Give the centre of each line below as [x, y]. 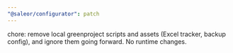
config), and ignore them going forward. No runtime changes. [97, 41]
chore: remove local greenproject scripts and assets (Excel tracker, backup [117, 34]
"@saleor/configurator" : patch [53, 14]
